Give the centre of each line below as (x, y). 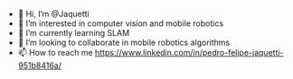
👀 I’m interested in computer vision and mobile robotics (121, 23)
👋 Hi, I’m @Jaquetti (53, 14)
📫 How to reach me (55, 53)
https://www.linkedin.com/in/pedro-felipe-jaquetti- (189, 53)
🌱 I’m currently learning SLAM (74, 33)
